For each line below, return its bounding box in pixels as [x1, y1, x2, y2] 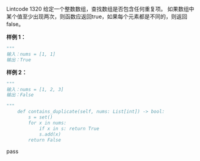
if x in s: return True [38, 125, 99, 132]
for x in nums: [28, 120, 67, 126]
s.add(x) [38, 131, 62, 137]
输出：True [6, 57, 32, 63]
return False [28, 137, 62, 143]
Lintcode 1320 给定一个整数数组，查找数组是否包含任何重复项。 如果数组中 [6, 5, 195, 12]
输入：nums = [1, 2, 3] [6, 86, 64, 92]
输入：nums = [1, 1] [6, 51, 56, 57]
